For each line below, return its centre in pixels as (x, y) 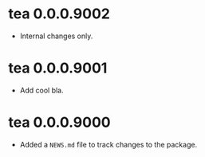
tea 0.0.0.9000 (59, 122)
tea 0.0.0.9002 (59, 14)
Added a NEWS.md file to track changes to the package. (108, 144)
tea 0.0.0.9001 (58, 68)
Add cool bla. (41, 90)
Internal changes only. (56, 36)
